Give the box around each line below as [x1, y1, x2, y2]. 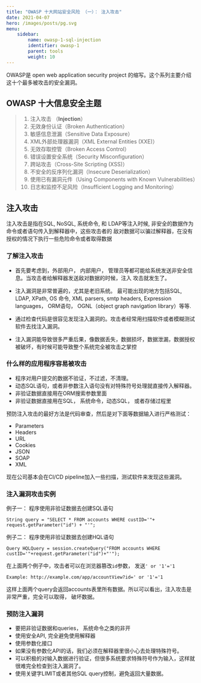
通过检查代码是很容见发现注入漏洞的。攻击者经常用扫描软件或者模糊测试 [14, 315, 195, 322]
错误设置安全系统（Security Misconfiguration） [30, 153, 148, 160]
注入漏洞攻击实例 [6, 489, 56, 498]
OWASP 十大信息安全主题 [6, 98, 101, 109]
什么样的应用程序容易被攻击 [6, 359, 87, 368]
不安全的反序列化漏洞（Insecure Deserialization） [30, 168, 154, 175]
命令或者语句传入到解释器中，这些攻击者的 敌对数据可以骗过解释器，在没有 [6, 227, 193, 235]
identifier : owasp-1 [28, 43, 80, 49]
